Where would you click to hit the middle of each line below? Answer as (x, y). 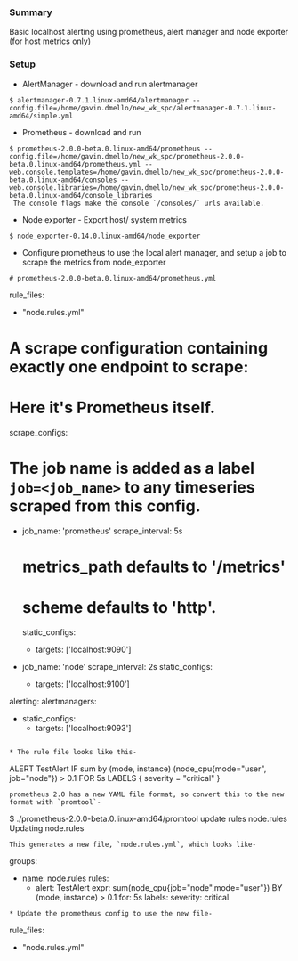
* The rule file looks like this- (73, 752)
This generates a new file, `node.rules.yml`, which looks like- (133, 844)
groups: (24, 860)
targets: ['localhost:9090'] (83, 649)
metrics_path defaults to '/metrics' (154, 566)
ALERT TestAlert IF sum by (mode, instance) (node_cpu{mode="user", (138, 769)
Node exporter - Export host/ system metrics (104, 219)
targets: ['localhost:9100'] (83, 684)
